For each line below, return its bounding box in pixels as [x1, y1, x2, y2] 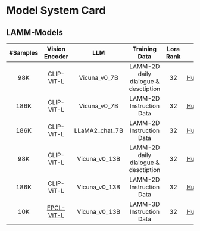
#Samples [9, 49, 39, 57]
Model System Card [6, 4, 106, 17]
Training [132, 45, 157, 53]
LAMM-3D [129, 200, 160, 208]
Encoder [43, 52, 68, 60]
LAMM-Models [6, 27, 64, 38]
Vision [46, 45, 65, 53]
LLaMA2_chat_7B [74, 126, 123, 135]
